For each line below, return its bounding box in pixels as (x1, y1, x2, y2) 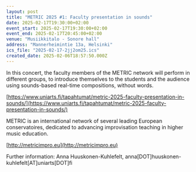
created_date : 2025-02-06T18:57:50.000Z (6, 53, 108, 59)
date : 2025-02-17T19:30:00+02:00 (6, 20, 89, 26)
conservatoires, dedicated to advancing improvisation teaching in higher (6, 123, 184, 130)
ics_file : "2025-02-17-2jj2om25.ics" (6, 47, 100, 53)
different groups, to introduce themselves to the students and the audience (6, 75, 190, 82)
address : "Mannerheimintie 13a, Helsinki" (6, 42, 113, 48)
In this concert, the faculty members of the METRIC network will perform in (6, 69, 190, 76)
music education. (6, 130, 49, 137)
